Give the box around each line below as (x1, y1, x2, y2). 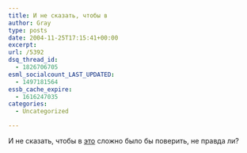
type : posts (8, 26, 47, 34)
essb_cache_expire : (8, 85, 73, 94)
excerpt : (8, 41, 37, 49)
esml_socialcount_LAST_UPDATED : (8, 71, 115, 78)
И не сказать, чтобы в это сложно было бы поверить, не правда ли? (8, 136, 239, 145)
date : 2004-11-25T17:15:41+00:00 (8, 33, 119, 42)
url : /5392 (8, 48, 44, 56)
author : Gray (8, 19, 51, 27)
